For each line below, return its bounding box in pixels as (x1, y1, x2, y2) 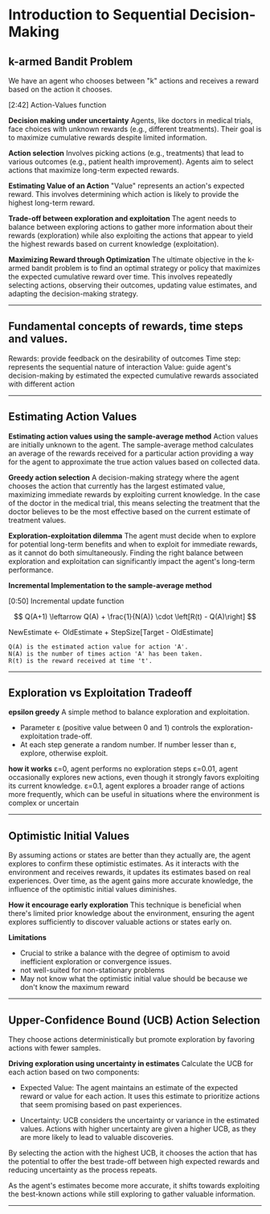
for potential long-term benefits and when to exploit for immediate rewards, (8, 539, 258, 549)
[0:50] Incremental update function (8, 596, 125, 606)
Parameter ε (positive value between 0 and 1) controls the (19, 723, 211, 733)
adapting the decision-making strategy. (8, 289, 139, 298)
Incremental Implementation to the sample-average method (8, 580, 212, 590)
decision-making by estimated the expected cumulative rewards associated (8, 370, 259, 380)
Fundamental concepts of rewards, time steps (8, 320, 243, 333)
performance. (8, 565, 54, 574)
